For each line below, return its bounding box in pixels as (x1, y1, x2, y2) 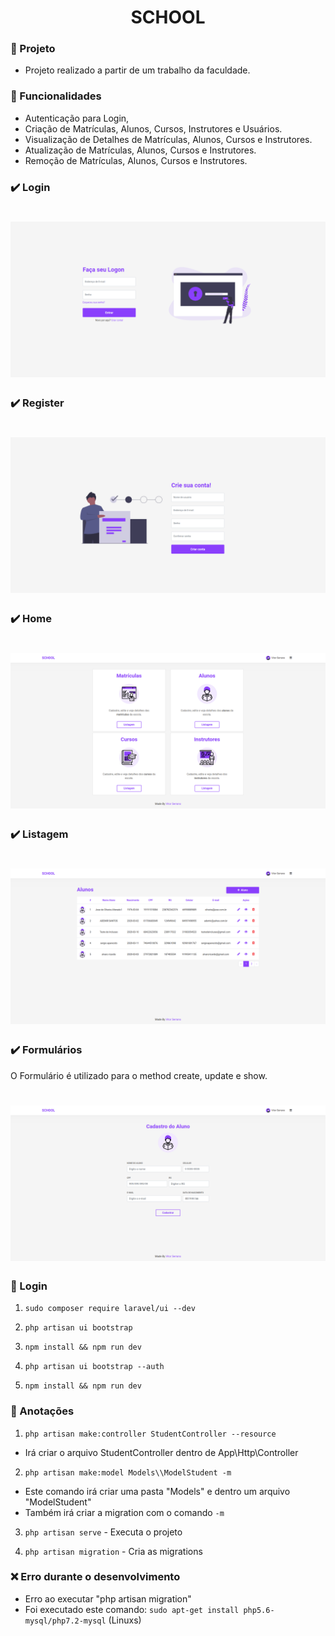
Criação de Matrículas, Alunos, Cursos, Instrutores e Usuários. (24, 122, 283, 135)
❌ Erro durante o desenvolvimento (10, 1570, 181, 1584)
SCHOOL (130, 6, 206, 29)
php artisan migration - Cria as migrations (24, 1545, 203, 1557)
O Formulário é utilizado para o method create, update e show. (10, 1069, 268, 1081)
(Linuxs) (108, 1614, 142, 1626)
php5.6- (243, 1605, 275, 1615)
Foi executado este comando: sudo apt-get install (24, 1603, 240, 1615)
